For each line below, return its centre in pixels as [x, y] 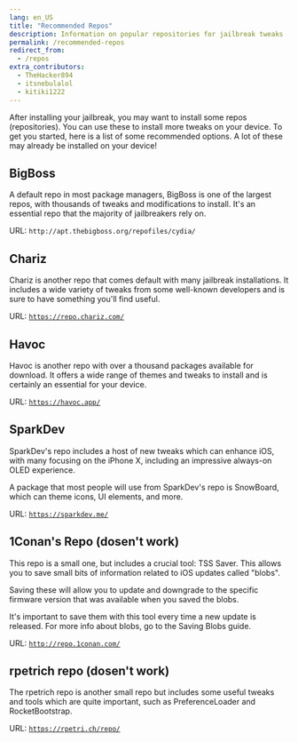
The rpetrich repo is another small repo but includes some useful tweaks [142, 692]
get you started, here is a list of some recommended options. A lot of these [146, 136]
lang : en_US [31, 17]
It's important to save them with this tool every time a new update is [133, 616]
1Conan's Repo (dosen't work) [94, 542]
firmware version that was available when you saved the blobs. [124, 599]
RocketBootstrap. [41, 711]
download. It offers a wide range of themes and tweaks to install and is [138, 375]
